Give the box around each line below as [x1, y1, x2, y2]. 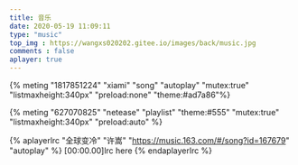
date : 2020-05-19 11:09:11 [9, 22, 111, 31]
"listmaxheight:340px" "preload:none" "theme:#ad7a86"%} [9, 89, 231, 100]
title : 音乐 [9, 13, 51, 23]
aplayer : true [9, 55, 63, 64]
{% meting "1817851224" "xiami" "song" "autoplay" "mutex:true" [9, 80, 250, 90]
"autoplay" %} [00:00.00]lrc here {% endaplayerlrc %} [9, 145, 213, 156]
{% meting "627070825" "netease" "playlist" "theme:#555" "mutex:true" [9, 107, 280, 117]
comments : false [9, 47, 75, 56]
